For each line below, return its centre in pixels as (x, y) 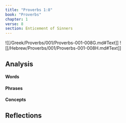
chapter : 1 (17, 19)
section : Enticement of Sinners (39, 29)
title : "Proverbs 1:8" (29, 10)
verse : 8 (14, 24)
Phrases (14, 88)
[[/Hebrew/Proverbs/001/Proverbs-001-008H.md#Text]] (63, 48)
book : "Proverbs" (23, 15)
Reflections (24, 115)
